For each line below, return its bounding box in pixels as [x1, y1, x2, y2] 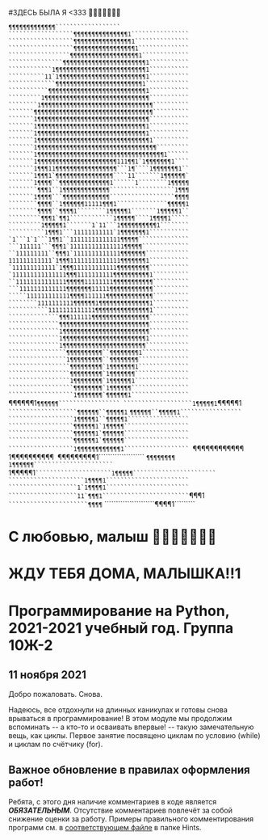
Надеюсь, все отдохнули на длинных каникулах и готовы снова [8, 705, 228, 715]
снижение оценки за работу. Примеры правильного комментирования [8, 814, 254, 824]
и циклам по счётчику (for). [8, 740, 103, 749]
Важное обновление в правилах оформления [8, 762, 250, 776]
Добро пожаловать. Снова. [8, 690, 103, 699]
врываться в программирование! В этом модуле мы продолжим [8, 714, 232, 724]
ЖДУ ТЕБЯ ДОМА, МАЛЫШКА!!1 [8, 564, 241, 583]
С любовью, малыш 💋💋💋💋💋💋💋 [8, 528, 217, 546]
